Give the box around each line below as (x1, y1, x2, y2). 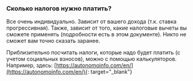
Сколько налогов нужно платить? (6, 4, 112, 13)
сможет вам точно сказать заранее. (6, 37, 100, 45)
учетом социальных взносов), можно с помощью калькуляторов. (6, 56, 177, 63)
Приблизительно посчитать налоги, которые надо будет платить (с (6, 49, 181, 56)
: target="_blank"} (87, 68, 132, 76)
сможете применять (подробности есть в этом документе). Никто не (6, 31, 187, 38)
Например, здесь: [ (6, 62, 56, 69)
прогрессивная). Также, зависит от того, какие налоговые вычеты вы (6, 24, 187, 31)
